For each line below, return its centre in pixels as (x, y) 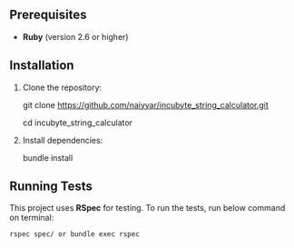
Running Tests (51, 187)
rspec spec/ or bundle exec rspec (75, 234)
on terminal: (32, 218)
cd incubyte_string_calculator (78, 123)
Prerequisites (48, 15)
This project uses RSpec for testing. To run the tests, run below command (147, 208)
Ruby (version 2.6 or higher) (75, 36)
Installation (42, 66)
